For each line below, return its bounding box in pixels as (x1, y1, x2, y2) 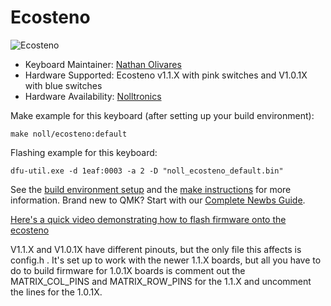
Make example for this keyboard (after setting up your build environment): (10, 109, 315, 121)
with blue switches (24, 79, 103, 91)
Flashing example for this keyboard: (10, 146, 158, 158)
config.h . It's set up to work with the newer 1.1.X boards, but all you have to (10, 254, 322, 266)
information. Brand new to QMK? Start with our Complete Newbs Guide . (10, 194, 306, 206)
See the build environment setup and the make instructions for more (10, 183, 292, 195)
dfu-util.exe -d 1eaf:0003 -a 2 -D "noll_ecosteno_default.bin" (10, 166, 284, 176)
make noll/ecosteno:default (10, 129, 128, 139)
